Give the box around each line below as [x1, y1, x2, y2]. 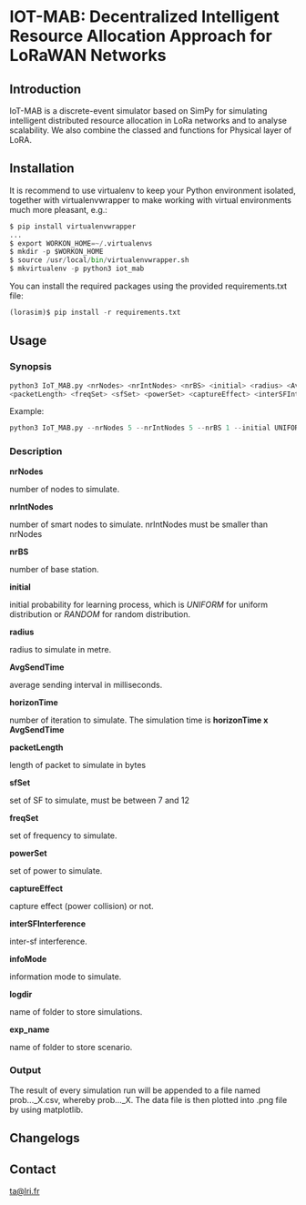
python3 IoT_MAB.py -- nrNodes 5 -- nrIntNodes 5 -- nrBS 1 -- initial [9, 423, 271, 433]
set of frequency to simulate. [9, 830, 117, 841]
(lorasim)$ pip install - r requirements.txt [9, 308, 181, 318]
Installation [9, 161, 75, 177]
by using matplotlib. [9, 1104, 84, 1115]
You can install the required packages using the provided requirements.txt [9, 280, 288, 292]
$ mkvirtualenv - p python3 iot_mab [9, 264, 145, 274]
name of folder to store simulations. [9, 1006, 143, 1017]
